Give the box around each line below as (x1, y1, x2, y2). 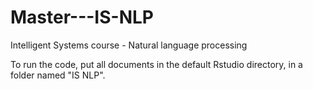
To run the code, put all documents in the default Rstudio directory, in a (10, 58, 303, 70)
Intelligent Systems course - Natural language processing (10, 39, 248, 51)
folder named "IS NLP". (10, 69, 106, 81)
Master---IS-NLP (10, 6, 154, 29)
